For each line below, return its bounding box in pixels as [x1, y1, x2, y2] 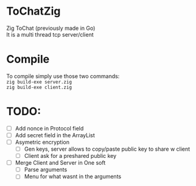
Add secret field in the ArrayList [15, 131, 96, 138]
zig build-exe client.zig [6, 84, 72, 90]
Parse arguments [24, 166, 68, 173]
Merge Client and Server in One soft [15, 159, 106, 166]
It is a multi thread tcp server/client [6, 30, 94, 38]
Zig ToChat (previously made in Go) [6, 24, 96, 32]
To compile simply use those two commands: [6, 72, 120, 80]
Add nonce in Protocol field [15, 124, 84, 132]
